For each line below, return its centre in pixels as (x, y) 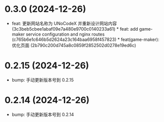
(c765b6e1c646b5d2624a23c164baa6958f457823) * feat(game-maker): (85, 39)
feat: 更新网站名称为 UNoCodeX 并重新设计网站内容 (64, 23)
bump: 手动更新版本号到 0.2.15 (43, 80)
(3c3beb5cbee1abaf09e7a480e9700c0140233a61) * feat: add (75, 29)
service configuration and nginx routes (65, 34)
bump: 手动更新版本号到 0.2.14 (43, 114)
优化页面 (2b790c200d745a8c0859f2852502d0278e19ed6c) (74, 45)
